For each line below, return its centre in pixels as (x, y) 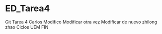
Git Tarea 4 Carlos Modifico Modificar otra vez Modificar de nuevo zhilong (81, 22)
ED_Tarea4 (28, 8)
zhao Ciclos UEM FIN (27, 27)
